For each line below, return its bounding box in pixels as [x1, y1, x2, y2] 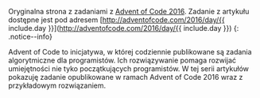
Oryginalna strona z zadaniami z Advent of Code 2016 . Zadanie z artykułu [8, 7, 250, 16]
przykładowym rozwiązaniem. [8, 81, 107, 90]
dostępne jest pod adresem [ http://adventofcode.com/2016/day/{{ [8, 15, 225, 24]
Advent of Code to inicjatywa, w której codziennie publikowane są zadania [8, 47, 252, 56]
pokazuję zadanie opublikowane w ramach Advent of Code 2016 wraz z [8, 73, 243, 81]
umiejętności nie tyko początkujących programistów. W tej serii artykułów [8, 64, 249, 73]
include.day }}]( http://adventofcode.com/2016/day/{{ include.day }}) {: [8, 24, 239, 32]
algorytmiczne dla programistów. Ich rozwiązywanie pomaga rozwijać [8, 55, 237, 65]
